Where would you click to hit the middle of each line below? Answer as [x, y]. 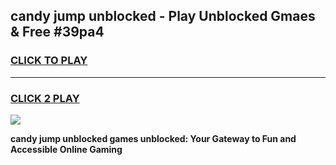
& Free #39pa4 [57, 32]
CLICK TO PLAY [49, 61]
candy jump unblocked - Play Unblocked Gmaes [163, 16]
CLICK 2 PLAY [45, 98]
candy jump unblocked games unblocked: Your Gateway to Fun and [153, 138]
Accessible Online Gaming [66, 149]
